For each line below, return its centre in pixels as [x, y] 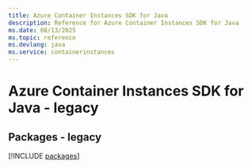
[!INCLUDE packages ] [44, 156]
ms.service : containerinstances [61, 52]
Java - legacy [53, 108]
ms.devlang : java [37, 45]
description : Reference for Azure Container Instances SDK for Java [124, 23]
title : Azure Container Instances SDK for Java [88, 15]
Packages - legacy [55, 137]
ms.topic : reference [42, 37]
